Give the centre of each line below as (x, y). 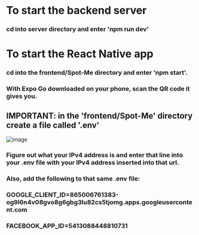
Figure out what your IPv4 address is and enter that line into (95, 155)
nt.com (17, 209)
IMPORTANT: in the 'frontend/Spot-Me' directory (99, 115)
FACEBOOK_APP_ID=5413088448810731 (67, 225)
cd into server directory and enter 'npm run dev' (78, 29)
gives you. (22, 97)
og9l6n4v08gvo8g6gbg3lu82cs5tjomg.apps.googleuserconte (99, 202)
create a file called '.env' (53, 125)
